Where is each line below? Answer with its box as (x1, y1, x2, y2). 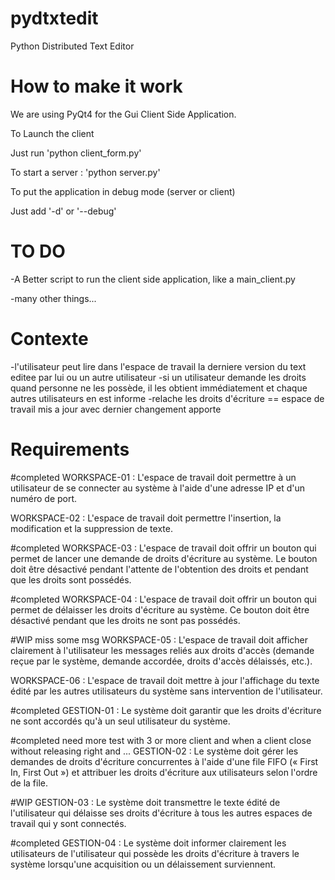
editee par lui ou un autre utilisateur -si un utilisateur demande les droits (10, 371, 307, 383)
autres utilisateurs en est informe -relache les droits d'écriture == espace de (10, 392, 325, 404)
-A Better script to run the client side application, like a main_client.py (10, 273, 296, 285)
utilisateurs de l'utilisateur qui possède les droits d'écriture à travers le (10, 847, 300, 859)
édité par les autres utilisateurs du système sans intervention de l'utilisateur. (10, 685, 323, 697)
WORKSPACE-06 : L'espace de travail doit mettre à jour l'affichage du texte (10, 674, 320, 686)
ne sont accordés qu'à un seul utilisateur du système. (10, 715, 231, 727)
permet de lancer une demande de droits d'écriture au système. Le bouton (10, 552, 318, 564)
